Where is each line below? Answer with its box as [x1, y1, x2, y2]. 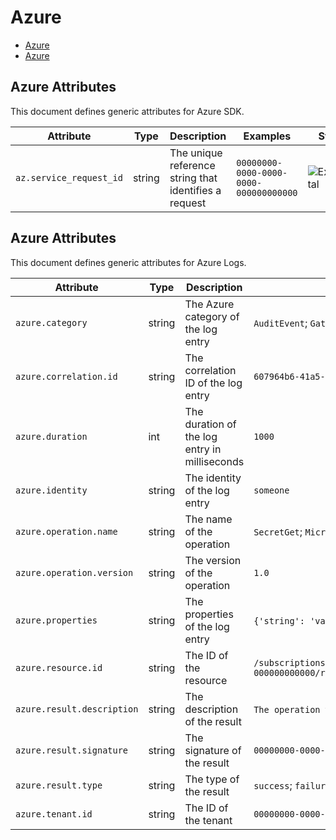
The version [184, 553, 242, 567]
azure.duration [15, 431, 88, 442]
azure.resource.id [15, 662, 103, 673]
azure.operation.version [15, 567, 134, 578]
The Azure [184, 297, 235, 311]
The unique [169, 146, 223, 160]
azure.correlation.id [15, 371, 118, 382]
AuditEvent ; [253, 316, 308, 330]
